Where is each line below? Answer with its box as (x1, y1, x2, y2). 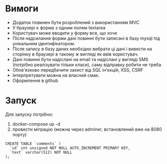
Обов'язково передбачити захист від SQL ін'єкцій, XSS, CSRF (12, 67, 144, 73)
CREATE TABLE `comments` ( (5, 141, 61, 146)
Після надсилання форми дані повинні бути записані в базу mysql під (12, 35, 161, 41)
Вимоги (5, 3, 39, 14)
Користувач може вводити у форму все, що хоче (12, 30, 117, 36)
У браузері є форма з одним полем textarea (12, 24, 106, 30)
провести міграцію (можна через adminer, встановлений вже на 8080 (12, 126, 162, 132)
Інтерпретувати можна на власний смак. (12, 72, 100, 78)
